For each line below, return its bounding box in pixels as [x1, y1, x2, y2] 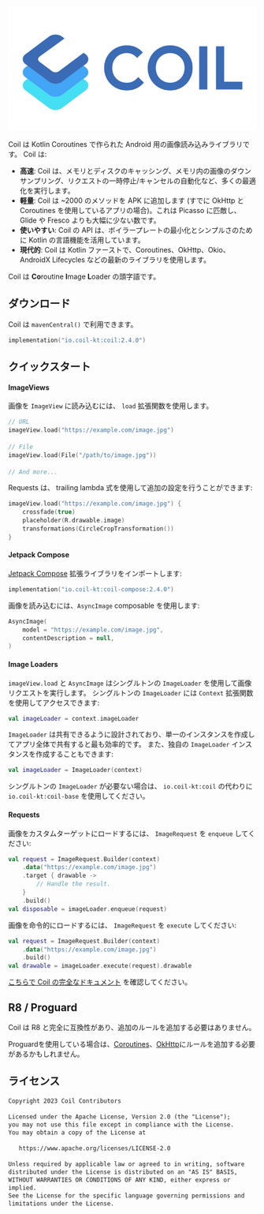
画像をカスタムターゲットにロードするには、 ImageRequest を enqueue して [8, 828, 248, 838]
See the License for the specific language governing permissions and [8, 1191, 245, 1200]
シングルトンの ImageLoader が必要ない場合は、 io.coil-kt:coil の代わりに [8, 781, 253, 791]
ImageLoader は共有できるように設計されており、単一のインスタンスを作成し [8, 729, 255, 740]
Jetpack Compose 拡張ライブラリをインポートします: [8, 568, 183, 578]
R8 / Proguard [8, 1001, 77, 1014]
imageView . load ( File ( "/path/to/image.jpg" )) [8, 451, 157, 459]
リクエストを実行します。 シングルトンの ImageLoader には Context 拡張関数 [8, 688, 254, 697]
